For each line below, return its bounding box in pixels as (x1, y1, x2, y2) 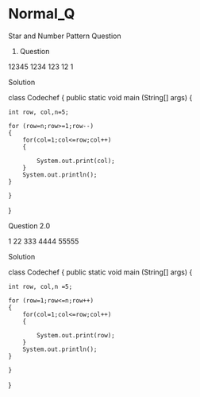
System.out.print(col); (37, 157, 115, 165)
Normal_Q (8, 5, 75, 23)
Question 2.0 (8, 220, 51, 231)
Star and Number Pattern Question (8, 31, 121, 41)
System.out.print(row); (37, 331, 115, 339)
